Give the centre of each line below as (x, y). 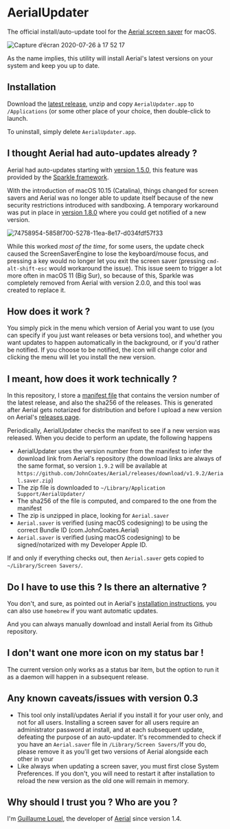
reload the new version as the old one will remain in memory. (103, 780)
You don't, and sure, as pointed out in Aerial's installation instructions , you (112, 603)
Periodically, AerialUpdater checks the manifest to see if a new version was (114, 431)
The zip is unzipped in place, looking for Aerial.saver (93, 516)
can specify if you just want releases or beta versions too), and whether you (115, 335)
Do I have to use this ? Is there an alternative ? (107, 587)
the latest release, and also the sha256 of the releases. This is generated (110, 402)
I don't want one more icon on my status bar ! (105, 653)
